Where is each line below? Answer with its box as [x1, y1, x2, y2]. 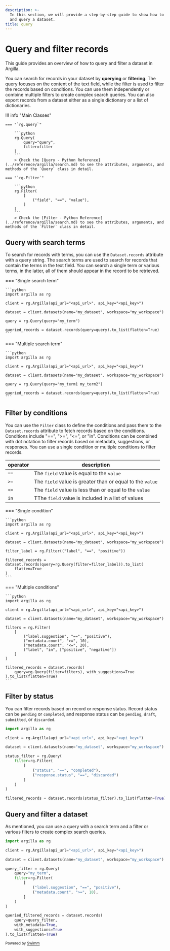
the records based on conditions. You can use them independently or [5, 86, 150, 92]
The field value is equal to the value [34, 470, 121, 477]
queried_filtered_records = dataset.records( [5, 913, 103, 918]
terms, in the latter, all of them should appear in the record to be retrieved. [5, 268, 159, 274]
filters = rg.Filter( [5, 625, 51, 630]
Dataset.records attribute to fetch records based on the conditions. [5, 428, 146, 434]
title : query [5, 21, 33, 27]
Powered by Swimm [5, 941, 40, 946]
